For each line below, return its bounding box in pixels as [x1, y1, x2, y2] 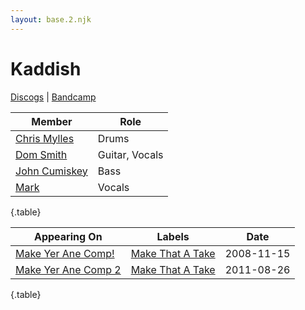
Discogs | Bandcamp [10, 91, 97, 103]
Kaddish [10, 57, 82, 80]
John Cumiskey [15, 164, 88, 178]
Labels [156, 229, 190, 243]
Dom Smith [15, 147, 68, 161]
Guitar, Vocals [97, 147, 164, 161]
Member [31, 114, 73, 128]
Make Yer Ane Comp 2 [15, 262, 122, 276]
